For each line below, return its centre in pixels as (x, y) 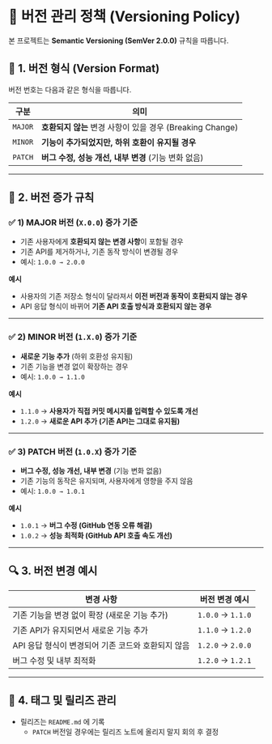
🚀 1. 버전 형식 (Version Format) (84, 68)
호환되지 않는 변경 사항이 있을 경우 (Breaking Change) (140, 127)
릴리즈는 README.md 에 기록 (62, 721)
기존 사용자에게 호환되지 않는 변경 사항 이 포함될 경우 (102, 242)
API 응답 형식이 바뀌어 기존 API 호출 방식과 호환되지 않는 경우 (116, 306)
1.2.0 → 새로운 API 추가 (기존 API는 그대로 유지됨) (100, 421)
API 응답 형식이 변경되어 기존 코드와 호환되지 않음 (101, 645)
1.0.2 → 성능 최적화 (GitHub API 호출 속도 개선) (96, 536)
